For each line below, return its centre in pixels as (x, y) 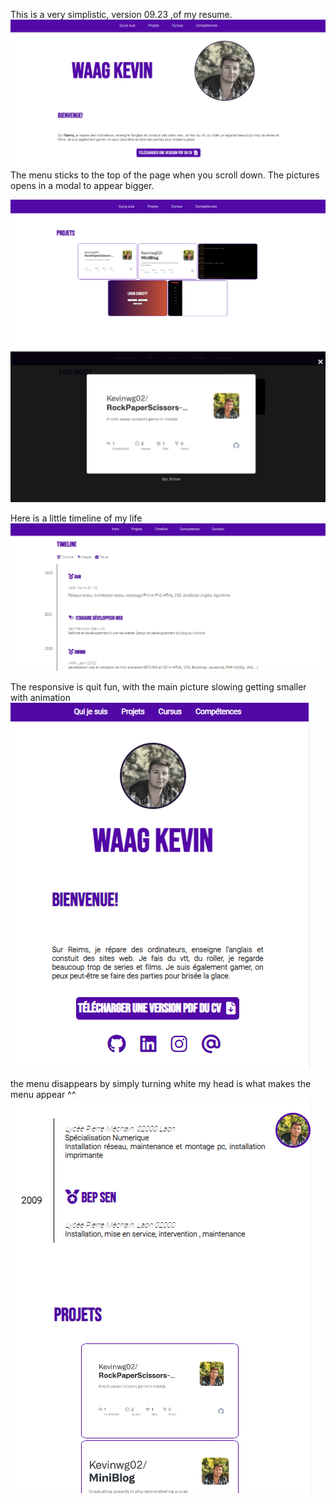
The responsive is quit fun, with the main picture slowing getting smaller (158, 687)
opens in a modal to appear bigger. (82, 186)
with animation (40, 698)
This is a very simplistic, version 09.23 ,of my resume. (121, 14)
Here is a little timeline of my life (76, 518)
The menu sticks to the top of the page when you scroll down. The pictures (165, 175)
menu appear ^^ (43, 1095)
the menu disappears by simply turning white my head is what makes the (161, 1084)
